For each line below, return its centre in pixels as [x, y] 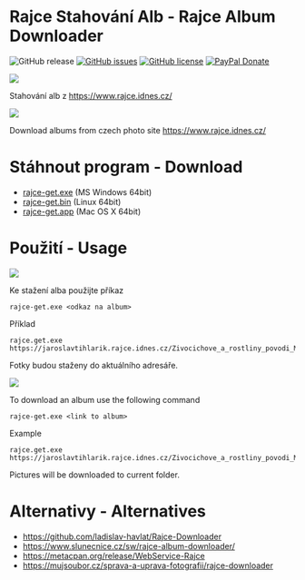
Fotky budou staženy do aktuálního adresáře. [94, 365]
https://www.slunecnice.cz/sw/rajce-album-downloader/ [129, 546]
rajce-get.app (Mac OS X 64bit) [82, 211]
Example [26, 433]
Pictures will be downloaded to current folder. [94, 475]
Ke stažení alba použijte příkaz [67, 290]
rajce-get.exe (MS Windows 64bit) [87, 192]
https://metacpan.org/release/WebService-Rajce [114, 555]
